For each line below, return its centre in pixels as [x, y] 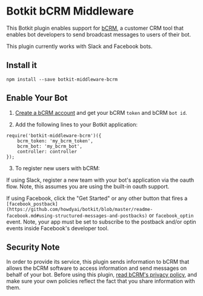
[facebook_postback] [32, 204]
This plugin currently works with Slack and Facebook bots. [79, 46]
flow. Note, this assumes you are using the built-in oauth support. [88, 186]
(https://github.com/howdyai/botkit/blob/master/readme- [80, 209]
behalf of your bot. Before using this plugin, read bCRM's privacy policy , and [102, 275]
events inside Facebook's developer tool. [58, 228]
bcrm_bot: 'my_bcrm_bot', [50, 146]
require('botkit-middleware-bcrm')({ [54, 136]
